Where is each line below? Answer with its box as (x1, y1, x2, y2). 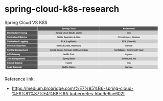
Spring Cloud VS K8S (4, 20, 47, 25)
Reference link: (4, 76, 35, 82)
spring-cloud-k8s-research (4, 3, 119, 15)
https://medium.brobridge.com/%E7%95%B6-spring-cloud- (11, 85, 134, 91)
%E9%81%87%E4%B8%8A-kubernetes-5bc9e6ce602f (11, 91, 125, 97)
